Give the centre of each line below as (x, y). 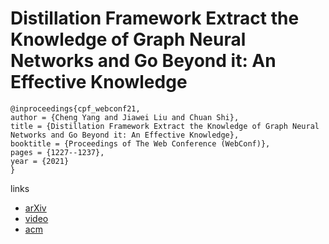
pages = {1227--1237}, (57, 152)
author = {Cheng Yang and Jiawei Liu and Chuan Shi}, (125, 117)
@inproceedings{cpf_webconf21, (75, 108)
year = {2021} (40, 161)
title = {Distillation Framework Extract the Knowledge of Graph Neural (165, 126)
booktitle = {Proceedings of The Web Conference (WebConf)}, (140, 143)
